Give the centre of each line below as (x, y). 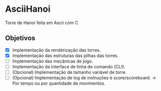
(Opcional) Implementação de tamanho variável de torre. (69, 72)
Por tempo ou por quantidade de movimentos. (59, 83)
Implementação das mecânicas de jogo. (53, 61)
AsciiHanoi (28, 9)
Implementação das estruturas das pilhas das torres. (65, 56)
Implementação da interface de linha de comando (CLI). (68, 66)
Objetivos (20, 38)
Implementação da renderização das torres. (56, 50)
